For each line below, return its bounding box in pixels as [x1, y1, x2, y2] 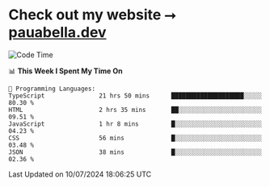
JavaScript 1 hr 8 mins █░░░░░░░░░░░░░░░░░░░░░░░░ [8, 119, 263, 128]
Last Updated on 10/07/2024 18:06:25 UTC [8, 169, 152, 179]
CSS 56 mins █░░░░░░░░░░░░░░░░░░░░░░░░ [8, 134, 263, 142]
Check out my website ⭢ [8, 6, 176, 24]
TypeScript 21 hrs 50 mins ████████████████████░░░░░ [8, 91, 263, 100]
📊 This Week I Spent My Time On [8, 66, 123, 76]
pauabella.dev [8, 23, 107, 42]
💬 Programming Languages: [8, 85, 95, 93]
